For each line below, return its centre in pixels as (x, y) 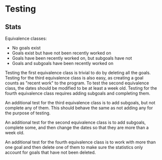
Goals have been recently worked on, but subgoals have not (72, 58)
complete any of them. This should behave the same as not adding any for (79, 108)
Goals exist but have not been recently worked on (61, 53)
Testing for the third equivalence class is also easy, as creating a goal (74, 78)
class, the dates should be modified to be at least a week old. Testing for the (81, 88)
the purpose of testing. (28, 113)
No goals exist (26, 48)
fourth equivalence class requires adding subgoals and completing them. (78, 93)
